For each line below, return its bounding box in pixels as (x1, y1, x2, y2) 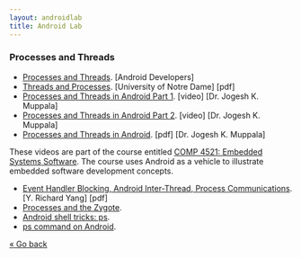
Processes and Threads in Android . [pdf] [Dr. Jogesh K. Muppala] (22, 129, 266, 139)
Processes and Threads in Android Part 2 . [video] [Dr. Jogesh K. (22, 110, 261, 120)
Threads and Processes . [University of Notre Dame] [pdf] (22, 81, 235, 92)
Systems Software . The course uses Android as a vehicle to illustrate (9, 156, 264, 166)
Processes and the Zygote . (22, 201, 123, 212)
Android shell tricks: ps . (22, 211, 111, 222)
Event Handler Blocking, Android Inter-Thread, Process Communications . (22, 182, 293, 193)
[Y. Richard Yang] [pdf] (22, 192, 108, 203)
